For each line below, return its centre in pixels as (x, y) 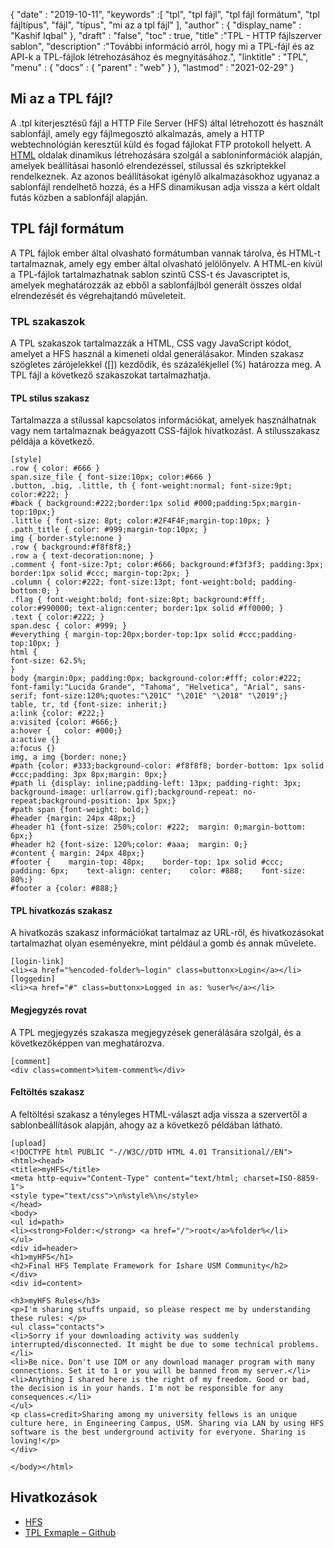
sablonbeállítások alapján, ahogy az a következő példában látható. (146, 1125)
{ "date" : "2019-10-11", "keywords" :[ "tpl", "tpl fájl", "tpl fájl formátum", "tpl (165, 14)
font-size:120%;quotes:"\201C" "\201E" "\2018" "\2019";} (164, 696)
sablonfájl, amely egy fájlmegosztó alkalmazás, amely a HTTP (137, 133)
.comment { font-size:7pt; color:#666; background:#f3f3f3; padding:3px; (167, 565)
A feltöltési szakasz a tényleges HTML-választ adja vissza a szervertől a (159, 1114)
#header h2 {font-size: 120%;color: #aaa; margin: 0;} (129, 845)
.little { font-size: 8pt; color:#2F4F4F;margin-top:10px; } (140, 521)
